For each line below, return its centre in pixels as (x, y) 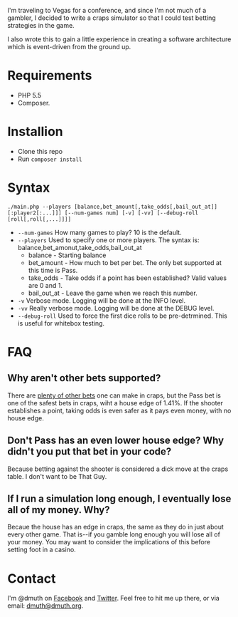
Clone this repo (40, 151)
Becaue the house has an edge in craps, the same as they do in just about (115, 527)
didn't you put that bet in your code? (90, 452)
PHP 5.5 (29, 95)
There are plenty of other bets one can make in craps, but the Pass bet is (114, 395)
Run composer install (50, 159)
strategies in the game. (41, 25)
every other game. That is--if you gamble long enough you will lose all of (114, 534)
